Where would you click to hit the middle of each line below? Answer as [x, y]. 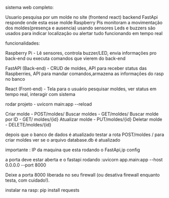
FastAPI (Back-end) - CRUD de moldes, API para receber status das [76, 68]
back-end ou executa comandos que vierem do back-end [65, 58]
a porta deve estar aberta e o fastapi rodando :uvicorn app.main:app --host [84, 160]
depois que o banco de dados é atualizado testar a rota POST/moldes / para [85, 135]
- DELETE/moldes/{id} [28, 125]
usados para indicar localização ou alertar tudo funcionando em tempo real [84, 33]
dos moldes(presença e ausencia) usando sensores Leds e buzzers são [80, 28]
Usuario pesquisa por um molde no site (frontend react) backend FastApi [82, 17]
